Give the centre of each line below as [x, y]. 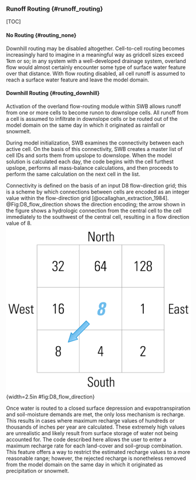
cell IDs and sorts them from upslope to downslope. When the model [89, 155]
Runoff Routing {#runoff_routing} [55, 9]
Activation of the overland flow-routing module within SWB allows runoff [94, 106]
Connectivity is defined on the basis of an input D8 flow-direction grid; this [96, 185]
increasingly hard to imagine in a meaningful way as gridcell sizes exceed [95, 54]
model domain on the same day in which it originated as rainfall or [86, 125]
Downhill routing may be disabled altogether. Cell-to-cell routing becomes [95, 48]
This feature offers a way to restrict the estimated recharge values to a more [98, 452]
